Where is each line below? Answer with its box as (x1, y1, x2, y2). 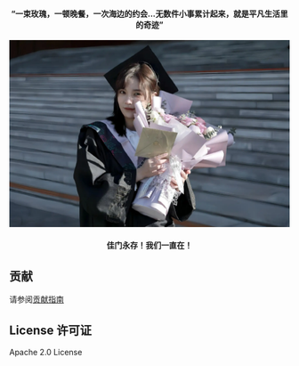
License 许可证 (9, 322, 92, 338)
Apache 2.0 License (9, 347, 83, 358)
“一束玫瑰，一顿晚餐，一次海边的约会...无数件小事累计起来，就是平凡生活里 (11, 8, 288, 19)
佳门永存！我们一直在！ (106, 240, 193, 251)
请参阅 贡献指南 (9, 294, 64, 305)
